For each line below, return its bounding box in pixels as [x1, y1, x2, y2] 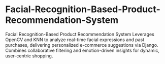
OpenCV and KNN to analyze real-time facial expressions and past [5, 37, 145, 43]
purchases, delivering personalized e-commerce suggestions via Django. [5, 42, 158, 48]
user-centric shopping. [5, 52, 53, 59]
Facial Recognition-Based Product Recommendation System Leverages [5, 31, 155, 37]
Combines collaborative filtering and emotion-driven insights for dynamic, [5, 47, 160, 53]
